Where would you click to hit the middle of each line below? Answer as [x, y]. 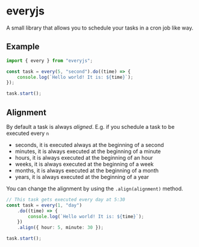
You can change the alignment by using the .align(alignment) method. [95, 189]
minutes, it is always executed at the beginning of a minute [88, 151]
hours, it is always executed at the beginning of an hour [84, 157]
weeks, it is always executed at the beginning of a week [84, 164]
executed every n [28, 133]
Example [23, 47]
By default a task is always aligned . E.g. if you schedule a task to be [90, 127]
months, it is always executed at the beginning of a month [87, 170]
